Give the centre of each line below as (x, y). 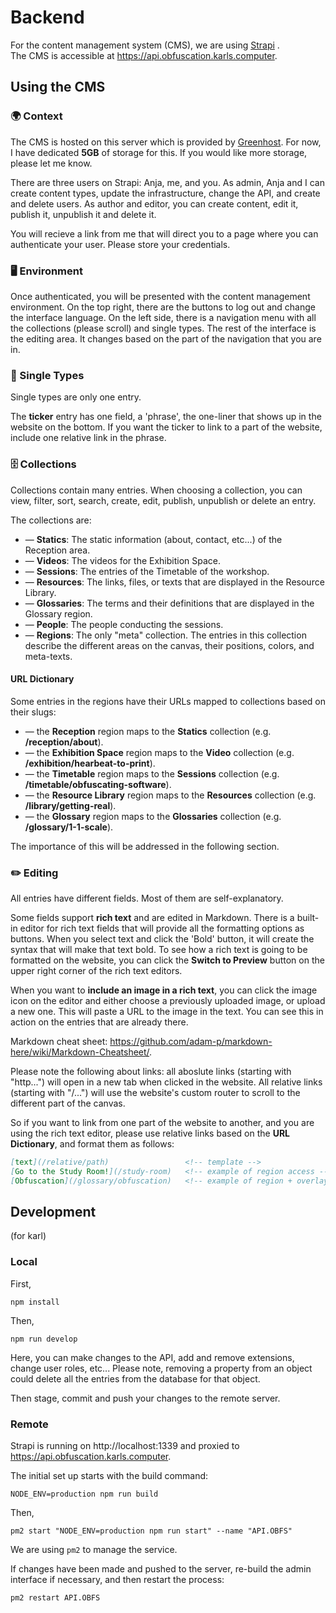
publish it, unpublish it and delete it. (83, 214)
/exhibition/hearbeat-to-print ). (90, 763)
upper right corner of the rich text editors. (96, 971)
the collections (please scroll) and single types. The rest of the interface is (163, 328)
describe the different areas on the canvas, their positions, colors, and (169, 645)
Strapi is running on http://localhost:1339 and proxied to (125, 1446)
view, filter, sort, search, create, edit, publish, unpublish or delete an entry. (163, 500)
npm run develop (44, 1339)
